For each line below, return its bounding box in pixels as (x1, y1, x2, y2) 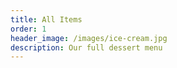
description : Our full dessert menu (10, 42, 163, 53)
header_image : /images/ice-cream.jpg (10, 33, 168, 43)
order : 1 (10, 24, 47, 34)
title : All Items (10, 14, 83, 25)
